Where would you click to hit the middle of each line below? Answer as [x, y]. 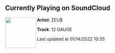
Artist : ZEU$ [50, 20]
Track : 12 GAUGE [55, 29]
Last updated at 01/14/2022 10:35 [71, 39]
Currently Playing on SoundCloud [58, 8]
